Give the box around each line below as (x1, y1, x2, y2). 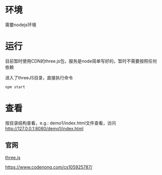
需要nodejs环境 (5, 22, 37, 28)
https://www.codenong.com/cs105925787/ (5, 164, 93, 170)
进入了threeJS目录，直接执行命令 (5, 74, 73, 80)
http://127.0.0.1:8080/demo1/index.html (5, 125, 84, 131)
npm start (5, 84, 26, 89)
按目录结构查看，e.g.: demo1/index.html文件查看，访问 (5, 120, 116, 126)
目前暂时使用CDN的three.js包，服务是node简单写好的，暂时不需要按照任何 (5, 58, 157, 64)
